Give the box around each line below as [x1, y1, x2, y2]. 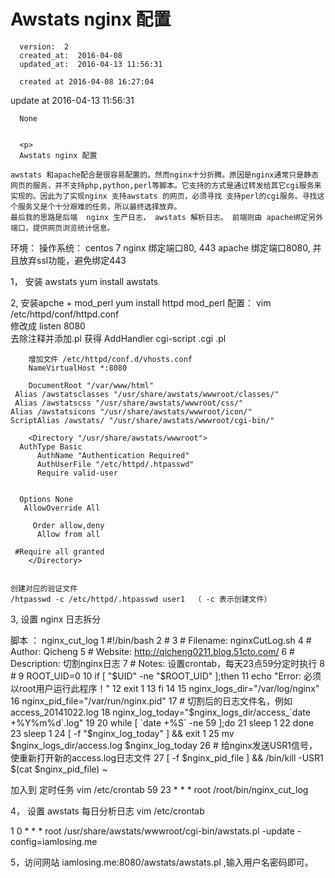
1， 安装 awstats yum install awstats [10, 275, 159, 287]
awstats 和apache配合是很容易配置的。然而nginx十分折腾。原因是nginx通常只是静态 [10, 170, 319, 180]
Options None [19, 494, 74, 504]
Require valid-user [36, 468, 118, 478]
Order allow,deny [32, 520, 105, 530]
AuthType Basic [19, 441, 83, 452]
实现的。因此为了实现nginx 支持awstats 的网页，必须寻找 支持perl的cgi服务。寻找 [10, 191, 318, 201]
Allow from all [36, 529, 101, 539]
